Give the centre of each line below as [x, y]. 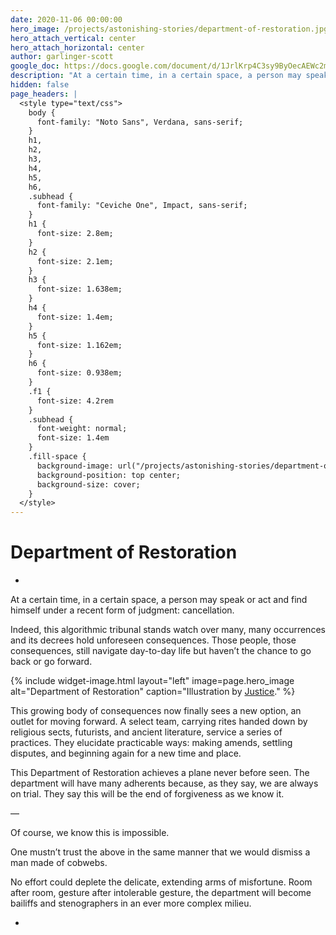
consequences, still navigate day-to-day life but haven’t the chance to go [161, 651]
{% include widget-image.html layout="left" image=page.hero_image [152, 681]
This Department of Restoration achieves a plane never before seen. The [160, 773]
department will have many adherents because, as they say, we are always [164, 783]
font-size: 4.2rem [75, 401]
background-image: [75, 466]
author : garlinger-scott [62, 57]
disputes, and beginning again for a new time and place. [126, 753]
